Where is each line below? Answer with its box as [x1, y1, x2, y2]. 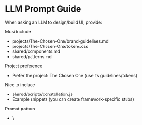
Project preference [5, 63, 43, 69]
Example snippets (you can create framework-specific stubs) [12, 96, 134, 102]
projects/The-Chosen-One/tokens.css [12, 43, 89, 49]
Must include [5, 29, 31, 34]
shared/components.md [12, 48, 61, 54]
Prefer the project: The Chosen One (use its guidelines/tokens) [12, 72, 138, 78]
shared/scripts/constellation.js [12, 91, 73, 97]
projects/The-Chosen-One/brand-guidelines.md [12, 38, 109, 44]
